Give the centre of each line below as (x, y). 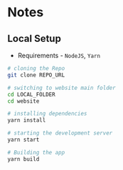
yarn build (23, 159)
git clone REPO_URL (36, 75)
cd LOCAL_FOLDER (31, 94)
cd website (23, 101)
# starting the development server (60, 133)
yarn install (27, 120)
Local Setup (34, 39)
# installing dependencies (47, 114)
